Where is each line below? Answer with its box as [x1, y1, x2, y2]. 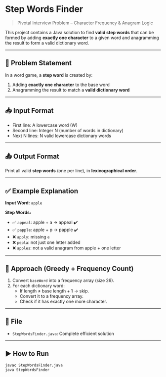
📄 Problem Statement [5, 59, 72, 67]
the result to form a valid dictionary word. [5, 40, 89, 46]
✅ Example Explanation [5, 187, 79, 195]
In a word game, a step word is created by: [5, 72, 93, 78]
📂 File [5, 318, 22, 326]
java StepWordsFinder [5, 367, 50, 372]
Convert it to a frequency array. [19, 293, 84, 299]
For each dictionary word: [12, 283, 65, 288]
